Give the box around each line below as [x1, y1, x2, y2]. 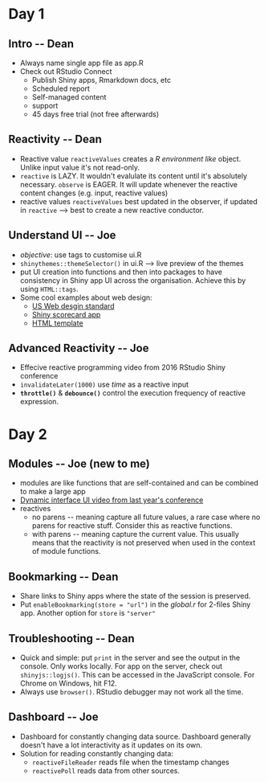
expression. [19, 397, 59, 407]
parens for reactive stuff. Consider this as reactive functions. [31, 521, 233, 530]
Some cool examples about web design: [19, 293, 152, 302]
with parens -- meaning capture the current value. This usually [31, 530, 239, 539]
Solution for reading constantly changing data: [19, 748, 174, 758]
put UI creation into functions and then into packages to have [19, 267, 223, 276]
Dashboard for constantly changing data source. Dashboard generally [19, 731, 251, 741]
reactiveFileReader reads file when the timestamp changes [31, 757, 230, 767]
